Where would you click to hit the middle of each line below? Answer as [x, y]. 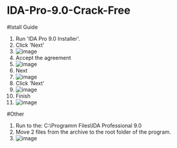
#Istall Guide [22, 27]
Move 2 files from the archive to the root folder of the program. [93, 132]
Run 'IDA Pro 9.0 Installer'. [48, 38]
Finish [23, 96]
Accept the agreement [43, 58]
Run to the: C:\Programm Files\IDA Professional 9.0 [79, 125]
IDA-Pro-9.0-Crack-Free [69, 10]
